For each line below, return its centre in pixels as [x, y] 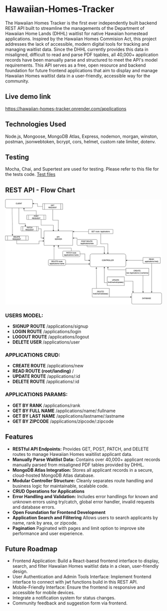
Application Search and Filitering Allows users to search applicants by [85, 518]
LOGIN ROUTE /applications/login [47, 332]
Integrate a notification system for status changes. [64, 598]
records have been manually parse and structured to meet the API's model [82, 60]
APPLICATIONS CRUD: [33, 355]
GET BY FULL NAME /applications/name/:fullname [64, 411]
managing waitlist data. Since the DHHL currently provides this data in [77, 49]
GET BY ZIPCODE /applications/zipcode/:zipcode [63, 421]
